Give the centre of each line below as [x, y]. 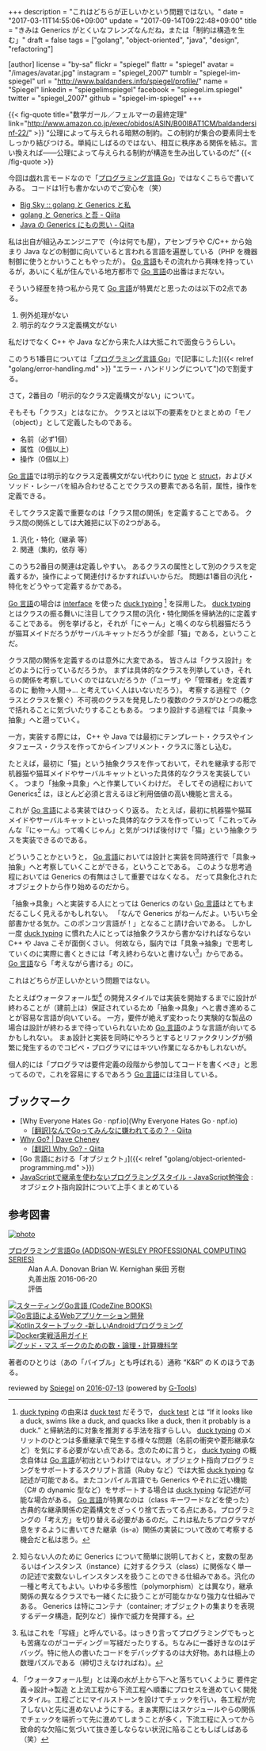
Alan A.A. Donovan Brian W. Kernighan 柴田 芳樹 [106, 1269]
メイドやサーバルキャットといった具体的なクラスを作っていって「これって [129, 820]
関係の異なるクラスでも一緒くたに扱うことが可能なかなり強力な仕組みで [137, 1596]
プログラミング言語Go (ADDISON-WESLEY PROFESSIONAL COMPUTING [127, 1250]
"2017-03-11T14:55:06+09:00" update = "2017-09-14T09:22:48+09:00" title [133, 21]
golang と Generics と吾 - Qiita [70, 215]
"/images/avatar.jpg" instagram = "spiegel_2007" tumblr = [103, 73]
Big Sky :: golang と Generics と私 [75, 205]
